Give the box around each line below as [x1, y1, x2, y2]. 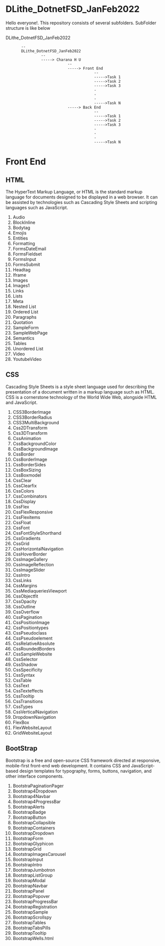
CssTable [12, 677, 32, 683]
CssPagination [12, 614, 42, 620]
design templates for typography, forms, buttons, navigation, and [19, 768, 152, 774]
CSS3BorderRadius [12, 414, 52, 420]
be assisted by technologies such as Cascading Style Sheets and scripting [5, 199, 158, 205]
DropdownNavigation [12, 714, 56, 720]
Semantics [12, 335, 35, 341]
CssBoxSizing [12, 467, 41, 473]
